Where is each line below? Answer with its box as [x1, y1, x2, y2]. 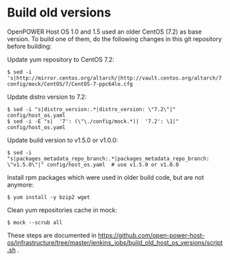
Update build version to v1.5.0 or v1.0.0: [7, 136, 118, 144]
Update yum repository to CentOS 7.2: [7, 55, 114, 63]
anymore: [7, 180, 34, 189]
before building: [7, 42, 52, 50]
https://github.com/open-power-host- [98, 231, 205, 239]
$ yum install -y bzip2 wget [7, 193, 90, 200]
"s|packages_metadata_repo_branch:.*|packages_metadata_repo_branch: [7, 155, 210, 162]
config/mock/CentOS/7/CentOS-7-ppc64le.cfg [7, 80, 133, 87]
